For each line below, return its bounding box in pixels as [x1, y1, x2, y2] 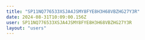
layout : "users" [6, 25, 47, 31]
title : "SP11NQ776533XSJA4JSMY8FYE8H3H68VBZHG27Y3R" [6, 8, 140, 15]
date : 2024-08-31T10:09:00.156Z [6, 14, 87, 20]
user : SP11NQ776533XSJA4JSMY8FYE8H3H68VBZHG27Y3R [6, 19, 132, 25]
